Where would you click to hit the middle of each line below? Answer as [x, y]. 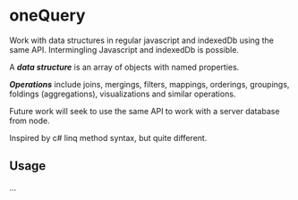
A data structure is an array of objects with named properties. [124, 67]
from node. [30, 121]
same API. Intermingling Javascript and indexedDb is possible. [124, 49]
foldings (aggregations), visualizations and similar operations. [123, 94]
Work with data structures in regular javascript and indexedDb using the [142, 40]
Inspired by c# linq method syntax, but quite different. [108, 137]
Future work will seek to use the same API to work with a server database [145, 111]
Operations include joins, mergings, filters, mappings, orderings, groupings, [149, 84]
